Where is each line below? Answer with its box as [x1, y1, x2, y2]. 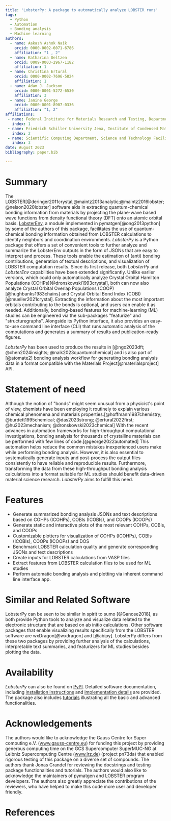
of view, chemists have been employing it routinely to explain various [5, 406, 150, 412]
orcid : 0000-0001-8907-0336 [14, 103, 74, 108]
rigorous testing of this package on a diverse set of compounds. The [5, 756, 149, 762]
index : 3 [12, 140, 31, 145]
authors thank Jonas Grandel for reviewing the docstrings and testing [5, 761, 151, 768]
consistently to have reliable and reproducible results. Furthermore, [5, 460, 147, 466]
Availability [5, 666, 54, 678]
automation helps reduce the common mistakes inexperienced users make [5, 443, 162, 450]
